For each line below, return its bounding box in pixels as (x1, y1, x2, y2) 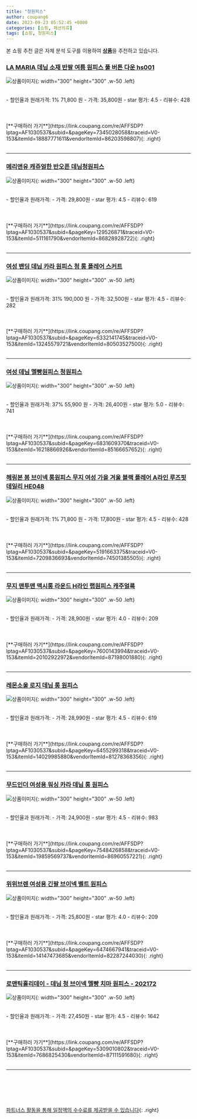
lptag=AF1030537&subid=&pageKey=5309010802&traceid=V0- (6, 1045, 159, 1053)
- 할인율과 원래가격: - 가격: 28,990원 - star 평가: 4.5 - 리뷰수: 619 (6, 714, 157, 721)
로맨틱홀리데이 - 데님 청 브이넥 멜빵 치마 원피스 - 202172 (6, 979, 157, 988)
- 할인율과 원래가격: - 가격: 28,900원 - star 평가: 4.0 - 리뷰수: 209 (6, 615, 158, 622)
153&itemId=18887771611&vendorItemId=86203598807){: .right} (6, 135, 161, 143)
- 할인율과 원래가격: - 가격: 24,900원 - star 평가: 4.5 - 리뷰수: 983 (6, 813, 158, 821)
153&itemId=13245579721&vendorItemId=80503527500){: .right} (6, 341, 163, 348)
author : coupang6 (6, 14, 49, 20)
